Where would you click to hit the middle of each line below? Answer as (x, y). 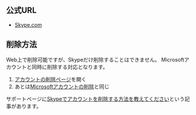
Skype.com (28, 24)
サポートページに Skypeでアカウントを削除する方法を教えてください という (95, 99)
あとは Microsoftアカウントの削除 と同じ (62, 87)
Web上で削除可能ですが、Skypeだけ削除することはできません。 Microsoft (95, 59)
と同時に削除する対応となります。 (67, 67)
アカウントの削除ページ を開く (50, 79)
